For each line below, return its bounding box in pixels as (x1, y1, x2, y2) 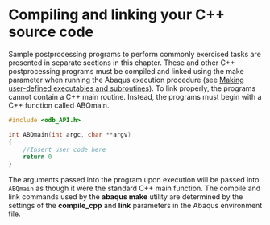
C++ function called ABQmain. (8, 100, 110, 110)
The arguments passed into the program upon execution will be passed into (8, 175, 260, 185)
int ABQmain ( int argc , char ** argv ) (8, 130, 131, 138)
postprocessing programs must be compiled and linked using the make (8, 66, 244, 76)
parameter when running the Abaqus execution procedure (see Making (8, 75, 244, 84)
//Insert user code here (23, 145, 106, 153)
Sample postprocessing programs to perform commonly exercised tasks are (8, 49, 262, 59)
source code (8, 22, 94, 41)
